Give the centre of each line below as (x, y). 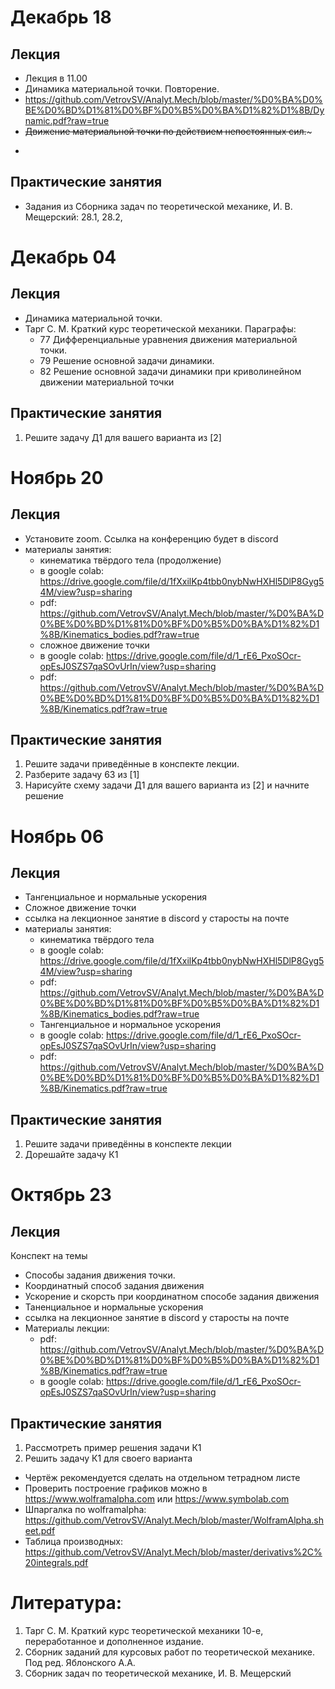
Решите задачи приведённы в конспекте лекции (128, 1144)
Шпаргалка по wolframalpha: (85, 1510)
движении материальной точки (107, 382)
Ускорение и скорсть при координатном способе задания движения (172, 1297)
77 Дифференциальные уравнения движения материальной (168, 339)
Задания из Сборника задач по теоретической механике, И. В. (158, 206)
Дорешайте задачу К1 (71, 1155)
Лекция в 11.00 (56, 78)
